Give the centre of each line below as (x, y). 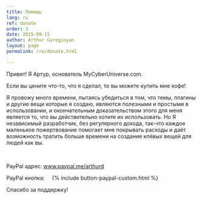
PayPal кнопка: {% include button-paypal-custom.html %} (82, 178)
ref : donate (21, 23)
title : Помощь (24, 12)
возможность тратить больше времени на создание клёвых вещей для (99, 136)
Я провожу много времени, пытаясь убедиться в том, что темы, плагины (101, 97)
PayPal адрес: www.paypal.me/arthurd (55, 166)
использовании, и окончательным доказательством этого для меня (94, 110)
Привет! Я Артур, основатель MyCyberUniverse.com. (75, 74)
